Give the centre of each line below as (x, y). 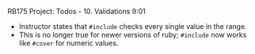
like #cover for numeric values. (69, 43)
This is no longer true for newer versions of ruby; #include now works (133, 35)
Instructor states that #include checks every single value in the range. (133, 26)
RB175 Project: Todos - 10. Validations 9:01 (76, 11)
